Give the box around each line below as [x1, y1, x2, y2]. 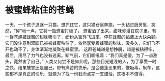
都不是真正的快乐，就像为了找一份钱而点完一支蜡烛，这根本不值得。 [9, 71, 147, 77]
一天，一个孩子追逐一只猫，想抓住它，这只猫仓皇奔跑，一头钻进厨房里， [5, 22, 151, 27]
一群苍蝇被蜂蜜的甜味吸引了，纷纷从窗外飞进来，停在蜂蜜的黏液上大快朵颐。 [5, 34, 160, 40]
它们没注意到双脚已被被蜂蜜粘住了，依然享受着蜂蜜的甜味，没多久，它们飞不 [5, 40, 160, 46]
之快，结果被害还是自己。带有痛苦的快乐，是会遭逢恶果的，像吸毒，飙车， [5, 64, 156, 70]
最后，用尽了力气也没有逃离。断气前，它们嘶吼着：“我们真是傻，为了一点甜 [5, 52, 158, 58]
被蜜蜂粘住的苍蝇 [5, 4, 75, 16]
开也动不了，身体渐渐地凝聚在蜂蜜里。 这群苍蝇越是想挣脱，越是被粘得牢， [5, 46, 157, 52]
